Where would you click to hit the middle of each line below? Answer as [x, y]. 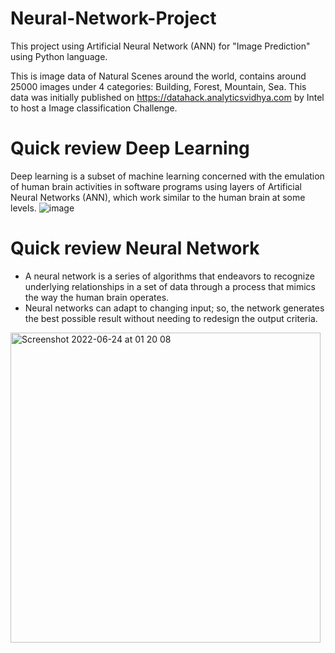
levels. [23, 208]
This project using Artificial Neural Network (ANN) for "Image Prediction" [160, 46]
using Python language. [59, 56]
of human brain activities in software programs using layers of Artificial [156, 186]
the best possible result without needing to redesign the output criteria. [171, 318]
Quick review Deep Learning [130, 148]
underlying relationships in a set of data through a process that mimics [170, 286]
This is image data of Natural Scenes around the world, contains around [158, 76]
